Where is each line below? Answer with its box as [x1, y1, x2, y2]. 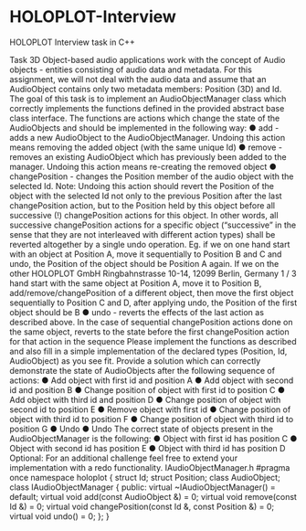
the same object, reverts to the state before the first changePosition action [9, 326, 290, 337]
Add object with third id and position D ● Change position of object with [9, 394, 281, 405]
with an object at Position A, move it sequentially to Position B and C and [9, 249, 282, 260]
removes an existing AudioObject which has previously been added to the [9, 151, 287, 162]
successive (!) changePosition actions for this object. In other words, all [9, 209, 279, 220]
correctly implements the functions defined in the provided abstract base [9, 102, 285, 113]
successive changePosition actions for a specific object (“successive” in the [9, 219, 297, 230]
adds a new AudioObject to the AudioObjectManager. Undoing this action [9, 132, 286, 143]
